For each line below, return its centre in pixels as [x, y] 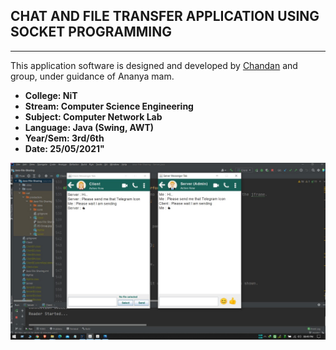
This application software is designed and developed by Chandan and [154, 65]
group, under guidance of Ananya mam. [92, 76]
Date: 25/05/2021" [64, 148]
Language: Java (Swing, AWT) [89, 127]
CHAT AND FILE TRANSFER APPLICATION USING [165, 16]
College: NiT [51, 95]
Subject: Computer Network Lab [93, 116]
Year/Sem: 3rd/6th [64, 138]
